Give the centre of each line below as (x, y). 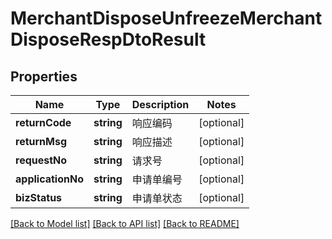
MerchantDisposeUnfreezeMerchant (166, 18)
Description (160, 104)
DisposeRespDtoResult (108, 39)
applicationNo (49, 179)
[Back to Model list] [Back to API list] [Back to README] (125, 223)
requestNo (41, 160)
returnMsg (41, 141)
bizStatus (39, 197)
